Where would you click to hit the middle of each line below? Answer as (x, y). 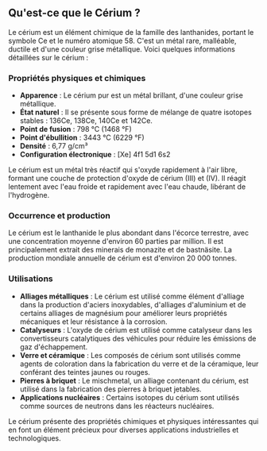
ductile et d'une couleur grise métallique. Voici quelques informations (122, 49)
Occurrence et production (60, 216)
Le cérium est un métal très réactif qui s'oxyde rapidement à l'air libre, (123, 170)
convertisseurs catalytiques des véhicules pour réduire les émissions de (138, 338)
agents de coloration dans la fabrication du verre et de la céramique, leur (139, 364)
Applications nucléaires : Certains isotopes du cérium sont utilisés (130, 397)
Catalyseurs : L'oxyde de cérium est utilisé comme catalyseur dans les (136, 330)
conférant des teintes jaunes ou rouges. (85, 372)
